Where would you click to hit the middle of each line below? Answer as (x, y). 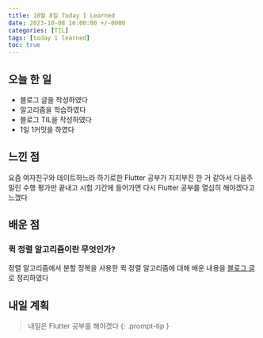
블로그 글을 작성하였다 (54, 99)
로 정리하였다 (29, 278)
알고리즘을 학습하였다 (53, 109)
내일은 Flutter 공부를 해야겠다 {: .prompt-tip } (98, 326)
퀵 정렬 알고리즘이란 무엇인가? (62, 249)
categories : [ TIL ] (38, 30)
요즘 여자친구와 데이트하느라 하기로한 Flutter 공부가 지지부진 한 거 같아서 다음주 (131, 177)
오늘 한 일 (30, 79)
